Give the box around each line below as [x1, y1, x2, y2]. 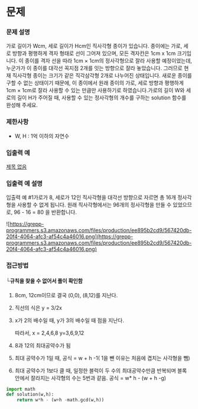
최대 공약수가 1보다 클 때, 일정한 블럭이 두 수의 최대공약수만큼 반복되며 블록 [14, 367, 187, 374]
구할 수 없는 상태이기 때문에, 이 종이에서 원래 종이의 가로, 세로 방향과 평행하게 [6, 79, 184, 86]
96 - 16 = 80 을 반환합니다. [14, 209, 77, 216]
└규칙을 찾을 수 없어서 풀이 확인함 [6, 277, 83, 284]
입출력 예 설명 [6, 180, 43, 187]
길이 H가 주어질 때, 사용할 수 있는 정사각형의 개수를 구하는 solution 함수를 [17, 94, 187, 101]
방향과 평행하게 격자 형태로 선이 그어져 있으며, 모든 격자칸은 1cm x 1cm [12, 50, 176, 57]
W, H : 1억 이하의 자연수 [14, 132, 70, 139]
